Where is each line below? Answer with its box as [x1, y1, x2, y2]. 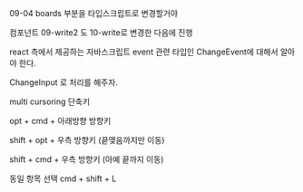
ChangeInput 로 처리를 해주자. [9, 77, 118, 88]
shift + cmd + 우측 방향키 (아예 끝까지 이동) [9, 154, 164, 165]
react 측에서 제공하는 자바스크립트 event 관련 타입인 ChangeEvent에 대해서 [9, 46, 279, 57]
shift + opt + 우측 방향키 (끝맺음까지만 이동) [9, 135, 165, 145]
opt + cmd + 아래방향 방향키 [9, 116, 112, 126]
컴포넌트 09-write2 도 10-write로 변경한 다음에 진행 [9, 27, 193, 38]
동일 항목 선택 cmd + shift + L [9, 173, 117, 184]
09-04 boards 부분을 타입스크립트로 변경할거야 [9, 8, 179, 18]
